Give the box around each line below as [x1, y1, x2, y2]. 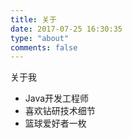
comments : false [10, 42, 78, 53]
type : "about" [10, 33, 70, 43]
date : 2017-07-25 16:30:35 [10, 24, 123, 34]
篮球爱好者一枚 [24, 117, 87, 130]
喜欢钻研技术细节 [24, 105, 96, 117]
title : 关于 [10, 14, 57, 25]
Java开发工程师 [24, 92, 90, 105]
